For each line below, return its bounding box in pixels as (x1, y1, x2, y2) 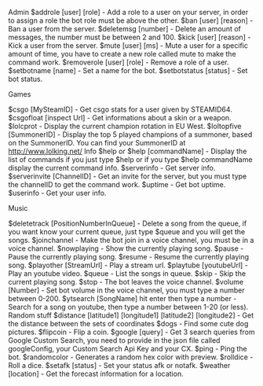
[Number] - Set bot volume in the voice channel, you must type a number (8, 285, 245, 295)
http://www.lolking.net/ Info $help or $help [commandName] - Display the (8, 146, 247, 156)
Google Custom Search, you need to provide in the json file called (8, 336, 221, 345)
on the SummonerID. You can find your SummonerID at (8, 138, 186, 147)
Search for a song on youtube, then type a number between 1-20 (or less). (8, 303, 249, 311)
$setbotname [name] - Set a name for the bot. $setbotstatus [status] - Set (8, 66, 248, 75)
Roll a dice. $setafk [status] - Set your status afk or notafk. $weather (8, 361, 231, 369)
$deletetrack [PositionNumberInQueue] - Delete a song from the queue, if (8, 219, 247, 228)
